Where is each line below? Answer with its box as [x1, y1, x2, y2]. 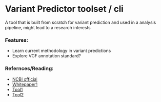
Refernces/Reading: [5, 65, 54, 72]
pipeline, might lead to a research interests [5, 24, 91, 30]
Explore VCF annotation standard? [12, 53, 81, 59]
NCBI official [12, 76, 38, 82]
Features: [5, 36, 28, 43]
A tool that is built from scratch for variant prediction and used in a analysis [5, 19, 156, 25]
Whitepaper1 [12, 81, 38, 87]
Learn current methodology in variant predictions [12, 48, 111, 54]
